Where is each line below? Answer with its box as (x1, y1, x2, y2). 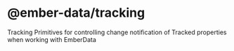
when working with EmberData (7, 35, 97, 43)
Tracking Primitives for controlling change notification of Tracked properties (7, 28, 227, 36)
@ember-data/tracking (7, 5, 145, 21)
